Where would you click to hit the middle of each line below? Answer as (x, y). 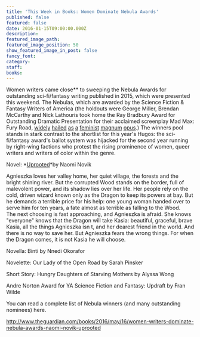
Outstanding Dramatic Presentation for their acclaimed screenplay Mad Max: (100, 121)
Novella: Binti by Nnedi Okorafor (46, 251)
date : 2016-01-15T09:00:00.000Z (46, 28)
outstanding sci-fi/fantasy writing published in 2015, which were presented (98, 96)
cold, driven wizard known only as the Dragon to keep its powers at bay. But (100, 195)
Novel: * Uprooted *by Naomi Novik (49, 165)
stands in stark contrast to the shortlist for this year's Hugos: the (86, 134)
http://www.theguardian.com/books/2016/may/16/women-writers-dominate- (100, 321)
